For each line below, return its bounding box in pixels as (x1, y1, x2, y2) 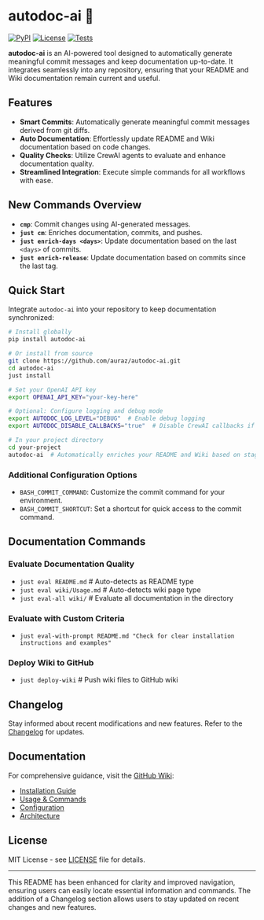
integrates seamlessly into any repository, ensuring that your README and (8, 64, 249, 74)
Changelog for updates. (8, 727, 85, 737)
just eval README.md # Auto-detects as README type (19, 576, 194, 586)
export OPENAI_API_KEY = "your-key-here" (8, 393, 139, 401)
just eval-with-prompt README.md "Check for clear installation (19, 632, 235, 640)
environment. (19, 495, 63, 505)
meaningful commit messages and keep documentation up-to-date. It (8, 57, 233, 66)
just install (8, 371, 51, 380)
